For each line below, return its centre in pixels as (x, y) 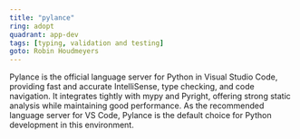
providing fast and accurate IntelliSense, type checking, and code (132, 87)
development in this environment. (72, 125)
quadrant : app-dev (44, 34)
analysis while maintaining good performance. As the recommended (137, 106)
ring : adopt (32, 26)
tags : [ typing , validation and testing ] (87, 43)
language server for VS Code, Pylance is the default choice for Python (140, 116)
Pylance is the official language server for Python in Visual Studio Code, (144, 77)
